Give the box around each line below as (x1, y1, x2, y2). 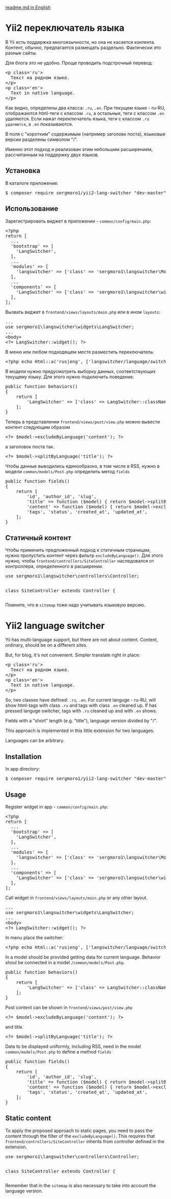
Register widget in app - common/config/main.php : (5, 803, 108, 810)
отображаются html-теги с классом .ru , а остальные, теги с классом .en (5, 110, 164, 116)
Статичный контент (5, 533, 71, 542)
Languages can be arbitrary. (5, 738, 65, 744)
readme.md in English (5, 5, 51, 10)
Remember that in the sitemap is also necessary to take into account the (5, 1182, 156, 1188)
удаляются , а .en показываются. (5, 121, 73, 127)
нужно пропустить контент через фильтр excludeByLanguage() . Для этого (5, 552, 163, 558)
